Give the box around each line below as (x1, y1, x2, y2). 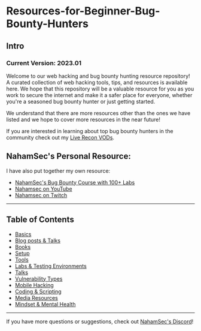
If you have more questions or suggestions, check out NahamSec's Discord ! (6, 318, 194, 325)
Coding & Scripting (14, 288, 62, 295)
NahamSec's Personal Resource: (6, 151, 132, 161)
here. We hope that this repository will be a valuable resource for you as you (6, 85, 194, 92)
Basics (14, 230, 32, 237)
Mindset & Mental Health (14, 300, 76, 308)
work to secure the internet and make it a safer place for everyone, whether (6, 91, 193, 98)
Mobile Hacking (14, 281, 54, 288)
